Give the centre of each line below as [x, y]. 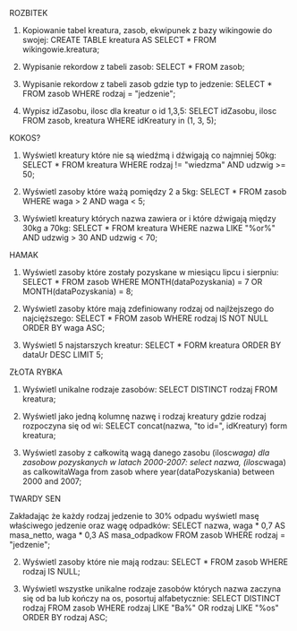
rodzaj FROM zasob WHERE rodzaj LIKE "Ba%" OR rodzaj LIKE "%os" [150, 608]
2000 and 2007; [52, 481]
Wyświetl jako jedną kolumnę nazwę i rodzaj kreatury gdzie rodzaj [144, 416]
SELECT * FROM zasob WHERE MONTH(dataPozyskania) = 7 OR [142, 282]
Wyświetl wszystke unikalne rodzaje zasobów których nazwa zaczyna [152, 589]
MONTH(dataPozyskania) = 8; [78, 291]
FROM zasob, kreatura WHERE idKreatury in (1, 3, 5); [119, 121]
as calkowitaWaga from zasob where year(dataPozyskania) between [148, 471]
